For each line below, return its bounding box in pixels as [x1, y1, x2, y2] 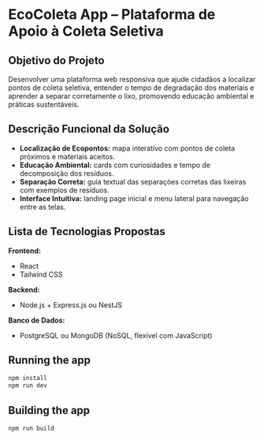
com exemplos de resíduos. [19, 185, 110, 195]
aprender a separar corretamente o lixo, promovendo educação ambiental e [8, 91, 255, 100]
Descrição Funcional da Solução [8, 122, 169, 136]
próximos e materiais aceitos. [19, 151, 116, 161]
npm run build [8, 424, 55, 432]
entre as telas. [19, 202, 66, 211]
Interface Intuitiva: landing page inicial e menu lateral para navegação [19, 193, 249, 203]
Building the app [8, 404, 91, 417]
